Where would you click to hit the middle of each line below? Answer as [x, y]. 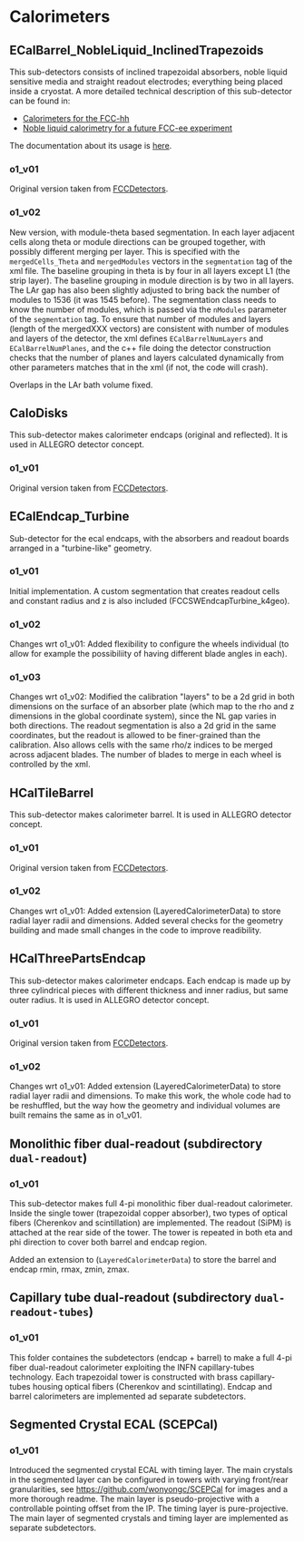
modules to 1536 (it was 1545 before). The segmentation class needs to [143, 299]
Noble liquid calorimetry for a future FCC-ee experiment [127, 128]
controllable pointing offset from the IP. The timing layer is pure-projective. [149, 1508]
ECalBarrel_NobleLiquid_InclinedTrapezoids [137, 50]
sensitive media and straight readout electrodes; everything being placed [146, 82]
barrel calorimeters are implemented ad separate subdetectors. [128, 1396]
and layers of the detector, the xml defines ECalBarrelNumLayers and [137, 338]
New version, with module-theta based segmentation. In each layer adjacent [152, 232]
